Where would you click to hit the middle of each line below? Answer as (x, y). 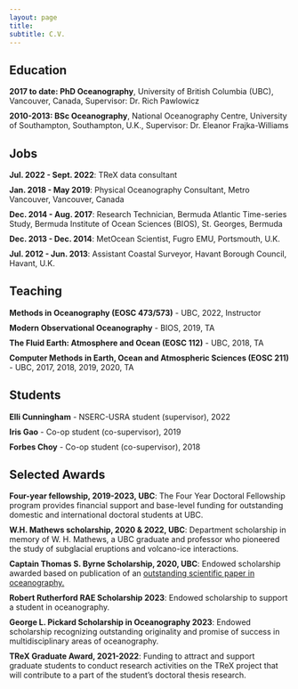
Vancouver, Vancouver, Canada (67, 199)
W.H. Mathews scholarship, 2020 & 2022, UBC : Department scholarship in (148, 530)
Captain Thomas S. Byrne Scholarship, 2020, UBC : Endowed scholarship (145, 564)
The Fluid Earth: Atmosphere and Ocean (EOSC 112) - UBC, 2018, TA (137, 343)
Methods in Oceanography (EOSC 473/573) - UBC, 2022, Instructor (135, 312)
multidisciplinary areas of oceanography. (84, 641)
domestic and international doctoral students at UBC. (106, 515)
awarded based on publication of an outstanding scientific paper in (132, 573)
